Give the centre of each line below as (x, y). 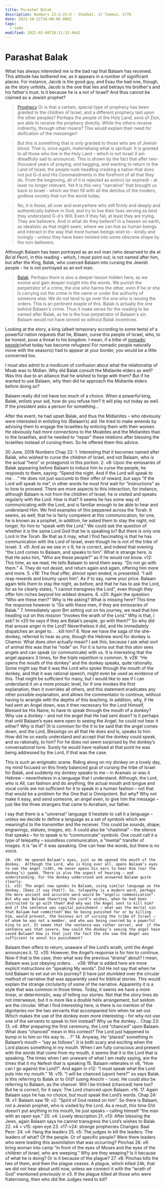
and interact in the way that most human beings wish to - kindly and (86, 232)
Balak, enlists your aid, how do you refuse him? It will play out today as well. (82, 401)
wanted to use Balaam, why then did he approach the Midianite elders (76, 381)
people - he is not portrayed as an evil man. (49, 267)
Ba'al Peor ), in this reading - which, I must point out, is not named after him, (82, 257)
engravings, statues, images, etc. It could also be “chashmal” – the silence (81, 830)
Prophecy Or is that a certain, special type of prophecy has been (83, 107)
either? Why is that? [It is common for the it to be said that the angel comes (82, 726)
